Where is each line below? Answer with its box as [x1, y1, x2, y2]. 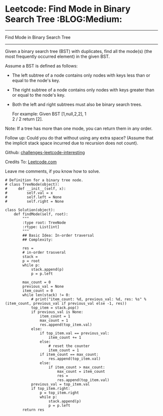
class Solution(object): [5, 208, 55, 212]
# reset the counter [48, 344, 90, 348]
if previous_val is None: [31, 310, 83, 314]
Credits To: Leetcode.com [5, 159, 57, 165]
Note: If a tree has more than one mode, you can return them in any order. [5, 125, 153, 131]
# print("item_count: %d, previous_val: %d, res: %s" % [31, 296, 147, 302]
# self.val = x [5, 191, 53, 195]
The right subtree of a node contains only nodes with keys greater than [12, 87, 154, 93]
